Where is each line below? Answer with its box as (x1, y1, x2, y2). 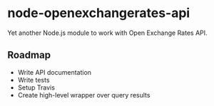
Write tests (17, 75, 50, 84)
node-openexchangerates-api (7, 5, 190, 21)
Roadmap (7, 49, 51, 61)
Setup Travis (17, 83, 56, 92)
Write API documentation (17, 68, 91, 76)
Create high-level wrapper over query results (17, 90, 151, 99)
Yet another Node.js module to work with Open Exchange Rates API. (7, 28, 208, 37)
